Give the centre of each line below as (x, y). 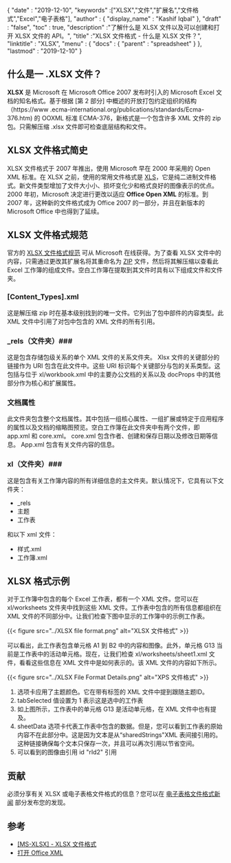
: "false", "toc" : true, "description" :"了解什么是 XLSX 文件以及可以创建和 (111, 27)
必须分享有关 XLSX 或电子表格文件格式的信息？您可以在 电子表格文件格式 (111, 794)
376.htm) (20, 118)
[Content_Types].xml (43, 297)
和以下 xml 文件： (32, 534)
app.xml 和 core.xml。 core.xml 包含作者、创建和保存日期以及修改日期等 (109, 436)
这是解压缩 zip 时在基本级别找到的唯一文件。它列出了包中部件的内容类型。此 (115, 312)
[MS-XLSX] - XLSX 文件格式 (57, 844)
